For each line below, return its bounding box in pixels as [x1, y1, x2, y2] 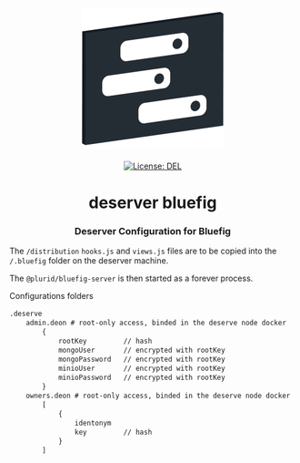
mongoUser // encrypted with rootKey [57, 345, 225, 355]
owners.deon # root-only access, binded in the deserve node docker [25, 391, 291, 401]
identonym [74, 418, 112, 428]
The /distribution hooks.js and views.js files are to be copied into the [9, 245, 277, 257]
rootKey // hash [57, 336, 153, 346]
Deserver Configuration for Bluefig [74, 225, 232, 238]
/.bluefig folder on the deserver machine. [9, 255, 169, 266]
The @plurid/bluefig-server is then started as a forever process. [9, 273, 254, 284]
